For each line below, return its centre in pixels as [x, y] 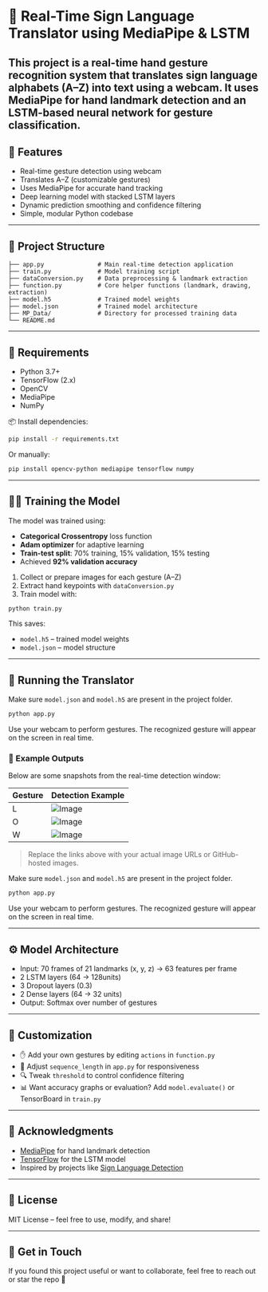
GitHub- [226, 855]
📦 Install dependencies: [48, 421]
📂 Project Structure [57, 246]
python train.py [35, 608]
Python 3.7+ [40, 372]
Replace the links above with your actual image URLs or [119, 855]
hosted [39, 863]
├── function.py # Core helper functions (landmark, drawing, [130, 286]
